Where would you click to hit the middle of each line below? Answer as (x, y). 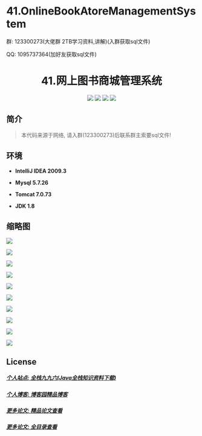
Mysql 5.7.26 (31, 182)
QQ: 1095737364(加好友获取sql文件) (51, 54)
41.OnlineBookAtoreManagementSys (101, 11)
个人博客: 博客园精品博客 (37, 394)
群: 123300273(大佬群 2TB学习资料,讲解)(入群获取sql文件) (78, 41)
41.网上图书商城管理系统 (102, 81)
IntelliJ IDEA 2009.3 (41, 171)
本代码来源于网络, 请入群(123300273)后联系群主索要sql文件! (96, 135)
